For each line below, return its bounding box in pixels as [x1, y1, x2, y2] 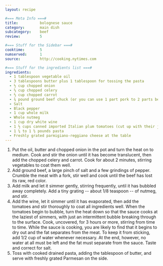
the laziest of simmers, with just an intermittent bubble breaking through [12, 214, 157, 220]
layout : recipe [5, 7, 36, 12]
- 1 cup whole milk [9, 111, 49, 115]
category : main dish [5, 25, 60, 30]
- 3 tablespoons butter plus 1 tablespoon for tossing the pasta [9, 79, 145, 84]
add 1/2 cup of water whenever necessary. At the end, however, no [12, 234, 147, 240]
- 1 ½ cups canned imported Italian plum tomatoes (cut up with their [9, 124, 155, 129]
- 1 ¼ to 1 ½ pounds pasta [9, 129, 64, 133]
